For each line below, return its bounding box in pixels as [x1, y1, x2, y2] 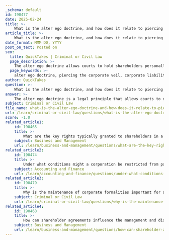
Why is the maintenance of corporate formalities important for [23, 190, 161, 195]
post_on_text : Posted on [5, 45, 57, 50]
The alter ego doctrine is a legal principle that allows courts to [14, 96, 161, 101]
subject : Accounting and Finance [14, 167, 84, 172]
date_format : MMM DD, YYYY [5, 40, 62, 45]
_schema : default [5, 7, 42, 13]
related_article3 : [5, 176, 44, 181]
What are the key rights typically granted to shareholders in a [23, 134, 163, 139]
